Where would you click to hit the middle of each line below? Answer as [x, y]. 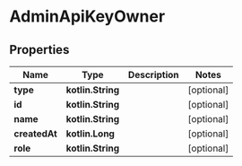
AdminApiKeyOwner [87, 17]
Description [154, 75]
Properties [39, 50]
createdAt [36, 134]
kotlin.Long [90, 134]
